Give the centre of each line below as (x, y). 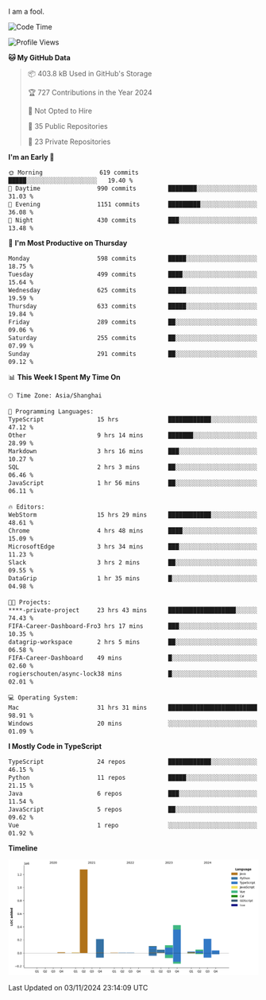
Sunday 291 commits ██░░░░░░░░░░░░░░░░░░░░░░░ (133, 354)
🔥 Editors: (27, 507)
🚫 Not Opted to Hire (60, 111)
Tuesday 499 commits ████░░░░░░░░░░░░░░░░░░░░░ (133, 274)
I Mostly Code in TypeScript (55, 746)
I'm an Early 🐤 (31, 157)
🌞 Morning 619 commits (73, 172)
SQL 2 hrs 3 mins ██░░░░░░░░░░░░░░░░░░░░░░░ (133, 467)
